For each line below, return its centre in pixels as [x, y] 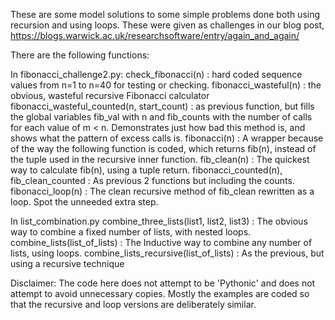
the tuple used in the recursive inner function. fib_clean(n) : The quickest [160, 159]
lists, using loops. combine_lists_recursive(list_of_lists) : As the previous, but [167, 253]
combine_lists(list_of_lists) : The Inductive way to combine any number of [161, 242]
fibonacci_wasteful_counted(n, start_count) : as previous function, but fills [162, 106]
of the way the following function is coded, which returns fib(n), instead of [163, 148]
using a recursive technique [67, 263]
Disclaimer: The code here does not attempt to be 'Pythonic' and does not [163, 283]
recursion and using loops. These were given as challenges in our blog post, [167, 25]
